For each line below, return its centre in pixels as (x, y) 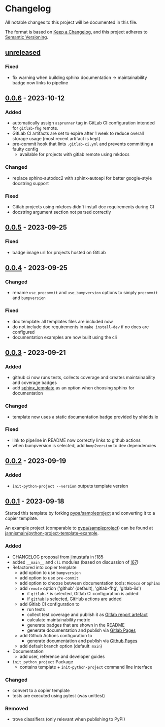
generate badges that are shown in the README (76, 625)
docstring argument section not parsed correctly (62, 212)
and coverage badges (34, 383)
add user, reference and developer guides (62, 656)
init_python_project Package (43, 661)
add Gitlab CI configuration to (49, 604)
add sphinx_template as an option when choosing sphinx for (73, 388)
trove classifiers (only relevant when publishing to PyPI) (69, 719)
